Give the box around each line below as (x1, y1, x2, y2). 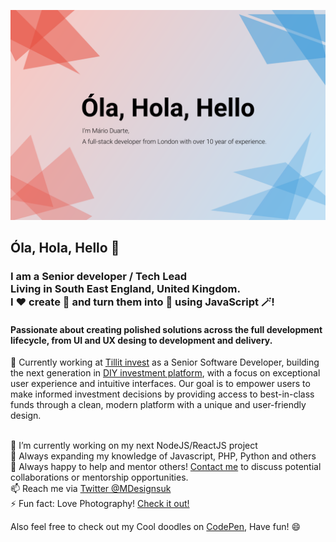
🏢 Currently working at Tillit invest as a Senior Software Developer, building (10, 356, 320, 369)
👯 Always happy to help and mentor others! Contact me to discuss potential (10, 461, 322, 473)
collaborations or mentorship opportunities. (10, 471, 189, 484)
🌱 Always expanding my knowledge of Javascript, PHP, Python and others (10, 450, 317, 462)
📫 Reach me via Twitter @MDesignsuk (10, 483, 172, 495)
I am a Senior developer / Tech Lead (10, 269, 188, 283)
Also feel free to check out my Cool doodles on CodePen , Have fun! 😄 (10, 521, 301, 533)
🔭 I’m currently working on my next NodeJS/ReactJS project (10, 440, 258, 452)
